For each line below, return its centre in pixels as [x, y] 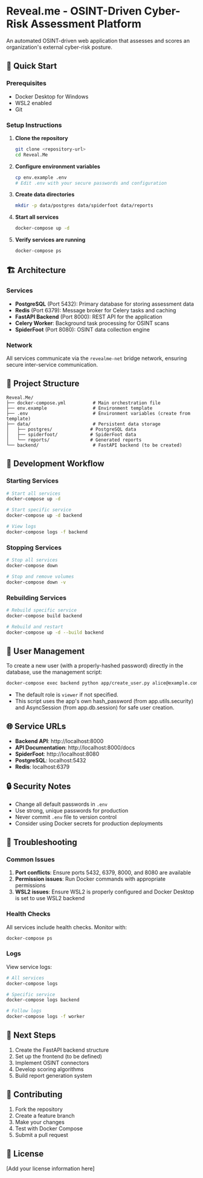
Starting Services [33, 481]
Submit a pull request [41, 1135]
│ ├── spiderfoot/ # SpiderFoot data [71, 434]
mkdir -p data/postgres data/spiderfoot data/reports [84, 206]
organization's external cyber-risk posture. [60, 47]
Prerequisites [26, 83]
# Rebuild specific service [42, 610]
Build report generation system [53, 1075]
